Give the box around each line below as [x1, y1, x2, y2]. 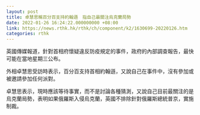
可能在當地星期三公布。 [6, 55, 64, 62]
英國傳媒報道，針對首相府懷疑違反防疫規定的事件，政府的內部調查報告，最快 [6, 48, 194, 55]
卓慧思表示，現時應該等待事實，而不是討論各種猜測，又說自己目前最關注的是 [6, 88, 194, 95]
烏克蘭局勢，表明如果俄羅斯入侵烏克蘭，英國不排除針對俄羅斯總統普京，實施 [6, 95, 194, 103]
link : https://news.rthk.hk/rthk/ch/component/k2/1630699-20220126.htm [6, 25, 187, 31]
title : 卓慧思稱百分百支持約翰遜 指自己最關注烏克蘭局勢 [6, 14, 132, 20]
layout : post [6, 8, 39, 15]
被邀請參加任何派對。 [6, 75, 58, 82]
